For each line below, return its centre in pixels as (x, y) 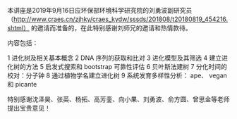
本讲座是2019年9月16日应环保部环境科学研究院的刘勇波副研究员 (100, 10)
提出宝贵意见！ (29, 108)
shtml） (18, 28)
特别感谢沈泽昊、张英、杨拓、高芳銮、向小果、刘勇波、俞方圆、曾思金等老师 (119, 99)
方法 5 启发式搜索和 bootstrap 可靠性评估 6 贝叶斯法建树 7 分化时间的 (126, 67)
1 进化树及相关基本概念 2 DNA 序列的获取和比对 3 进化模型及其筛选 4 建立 (115, 58)
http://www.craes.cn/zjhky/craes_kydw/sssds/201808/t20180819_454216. (121, 19)
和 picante (22, 84)
